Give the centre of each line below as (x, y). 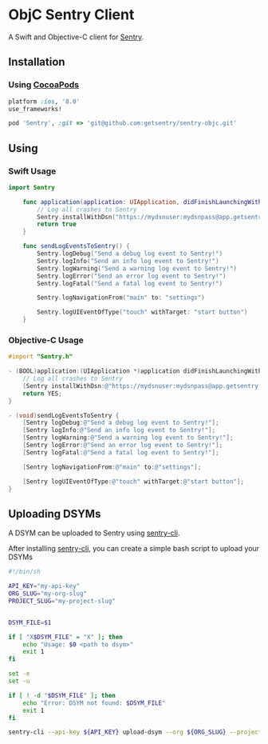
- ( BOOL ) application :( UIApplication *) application (94, 371)
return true (57, 224)
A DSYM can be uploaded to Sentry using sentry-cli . (94, 533)
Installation (37, 62)
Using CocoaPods (44, 85)
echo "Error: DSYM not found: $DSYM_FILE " (94, 703)
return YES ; (42, 394)
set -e (19, 674)
